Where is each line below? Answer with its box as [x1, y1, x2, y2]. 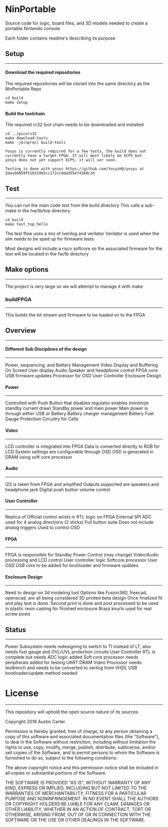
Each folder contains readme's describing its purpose [5, 35, 116, 41]
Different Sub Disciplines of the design [5, 346, 87, 352]
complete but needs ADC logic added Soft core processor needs [5, 654, 138, 660]
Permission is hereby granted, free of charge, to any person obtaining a [5, 728, 152, 734]
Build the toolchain [5, 110, 45, 116]
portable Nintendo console [5, 25, 60, 31]
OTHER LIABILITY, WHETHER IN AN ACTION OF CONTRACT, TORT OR [5, 806, 151, 812]
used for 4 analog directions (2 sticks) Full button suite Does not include [5, 519, 154, 525]
